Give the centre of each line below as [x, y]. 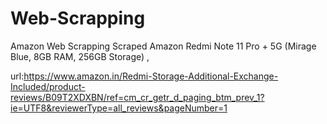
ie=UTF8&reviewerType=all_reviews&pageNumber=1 [119, 108]
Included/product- [48, 86]
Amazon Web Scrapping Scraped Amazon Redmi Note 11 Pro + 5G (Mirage [163, 46]
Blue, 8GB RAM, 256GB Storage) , [80, 56]
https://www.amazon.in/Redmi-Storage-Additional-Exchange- [151, 76]
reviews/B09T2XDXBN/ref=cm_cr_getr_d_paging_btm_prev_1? [137, 97]
